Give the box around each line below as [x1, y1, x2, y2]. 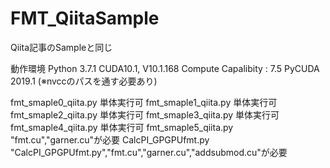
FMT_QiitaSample [10, 7, 160, 30]
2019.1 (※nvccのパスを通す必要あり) [10, 75, 158, 87]
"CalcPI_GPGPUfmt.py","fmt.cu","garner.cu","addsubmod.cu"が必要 [10, 146, 288, 158]
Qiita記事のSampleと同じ [10, 41, 113, 53]
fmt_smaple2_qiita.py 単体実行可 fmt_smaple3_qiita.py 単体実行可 [10, 108, 280, 121]
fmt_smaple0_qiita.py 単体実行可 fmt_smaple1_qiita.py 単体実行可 [10, 96, 278, 108]
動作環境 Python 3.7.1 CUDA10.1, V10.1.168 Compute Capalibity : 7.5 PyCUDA [10, 62, 320, 74]
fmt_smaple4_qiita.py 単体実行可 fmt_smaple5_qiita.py [10, 121, 234, 133]
